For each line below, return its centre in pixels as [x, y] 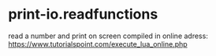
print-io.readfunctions [83, 14]
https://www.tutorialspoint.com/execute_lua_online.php [98, 44]
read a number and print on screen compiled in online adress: [108, 36]
